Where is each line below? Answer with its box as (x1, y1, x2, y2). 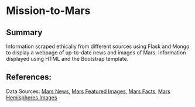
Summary (6, 27, 43, 37)
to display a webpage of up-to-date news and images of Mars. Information (6, 49, 186, 56)
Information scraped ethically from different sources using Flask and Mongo (6, 43, 190, 50)
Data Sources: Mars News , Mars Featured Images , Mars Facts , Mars (6, 88, 171, 95)
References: (6, 72, 52, 82)
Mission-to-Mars (6, 4, 91, 18)
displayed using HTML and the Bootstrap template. (6, 56, 129, 62)
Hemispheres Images (6, 94, 57, 101)
